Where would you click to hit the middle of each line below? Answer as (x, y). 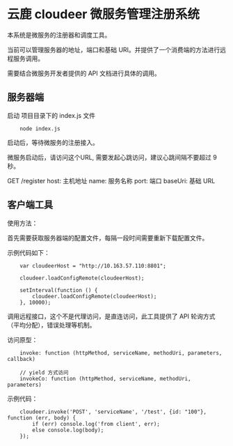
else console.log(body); (68, 430)
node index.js (40, 129)
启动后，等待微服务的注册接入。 (53, 142)
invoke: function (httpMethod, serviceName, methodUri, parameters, (121, 353)
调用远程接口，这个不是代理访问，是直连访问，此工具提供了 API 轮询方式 (111, 316)
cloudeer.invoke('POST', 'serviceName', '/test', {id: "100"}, (113, 412)
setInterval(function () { (59, 290)
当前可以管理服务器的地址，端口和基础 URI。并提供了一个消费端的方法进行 (114, 49)
